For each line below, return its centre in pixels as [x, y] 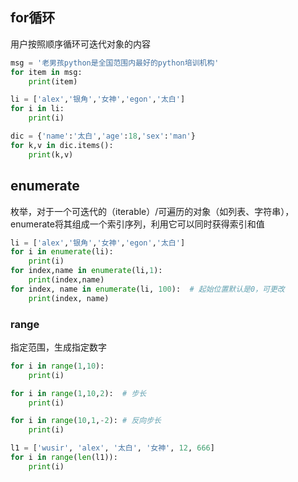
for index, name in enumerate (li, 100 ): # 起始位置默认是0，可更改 [147, 289]
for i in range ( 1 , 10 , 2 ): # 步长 [78, 393]
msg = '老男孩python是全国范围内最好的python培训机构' [115, 63]
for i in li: [37, 109]
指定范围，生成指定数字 [58, 347]
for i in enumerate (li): [62, 252]
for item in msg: [46, 72]
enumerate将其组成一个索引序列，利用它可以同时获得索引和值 [137, 224]
